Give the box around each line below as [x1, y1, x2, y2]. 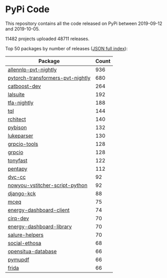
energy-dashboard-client [8, 206, 70, 213]
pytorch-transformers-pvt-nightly [8, 74, 91, 81]
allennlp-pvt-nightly [8, 66, 57, 73]
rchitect [8, 115, 26, 122]
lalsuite [8, 90, 25, 98]
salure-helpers [8, 231, 44, 238]
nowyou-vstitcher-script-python [8, 181, 88, 189]
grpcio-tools [8, 140, 38, 147]
